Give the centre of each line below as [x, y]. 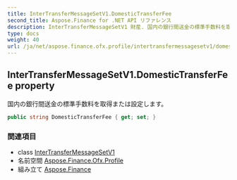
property [35, 86]
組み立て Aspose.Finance [54, 169]
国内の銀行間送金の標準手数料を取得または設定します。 [87, 103]
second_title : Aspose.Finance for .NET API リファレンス [89, 20]
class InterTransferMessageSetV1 [66, 152]
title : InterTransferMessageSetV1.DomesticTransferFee [90, 14]
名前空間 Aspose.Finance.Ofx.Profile [71, 160]
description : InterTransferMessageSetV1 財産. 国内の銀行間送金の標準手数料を [117, 27]
